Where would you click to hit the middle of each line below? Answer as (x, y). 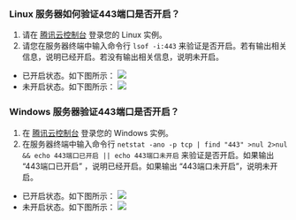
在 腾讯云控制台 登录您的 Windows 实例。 (98, 133)
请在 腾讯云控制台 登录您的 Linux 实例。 (95, 35)
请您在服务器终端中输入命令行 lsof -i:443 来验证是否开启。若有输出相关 (154, 46)
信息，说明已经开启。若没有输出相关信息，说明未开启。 (122, 57)
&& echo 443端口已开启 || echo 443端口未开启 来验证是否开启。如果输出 (148, 155)
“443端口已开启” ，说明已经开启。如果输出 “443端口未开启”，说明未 (146, 166)
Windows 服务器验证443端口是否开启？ (94, 112)
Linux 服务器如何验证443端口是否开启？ (95, 13)
